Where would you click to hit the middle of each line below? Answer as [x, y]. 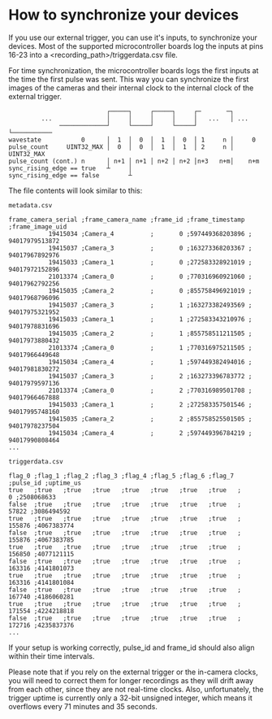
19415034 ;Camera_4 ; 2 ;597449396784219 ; [150, 433]
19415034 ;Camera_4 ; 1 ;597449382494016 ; [150, 362]
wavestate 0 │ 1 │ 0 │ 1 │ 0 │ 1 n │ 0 [132, 140]
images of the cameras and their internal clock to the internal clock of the [131, 88]
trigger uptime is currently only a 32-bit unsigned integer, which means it [131, 698]
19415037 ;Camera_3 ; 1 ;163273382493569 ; [150, 305]
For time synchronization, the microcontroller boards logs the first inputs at [134, 70]
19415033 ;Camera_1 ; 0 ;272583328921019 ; [150, 262]
